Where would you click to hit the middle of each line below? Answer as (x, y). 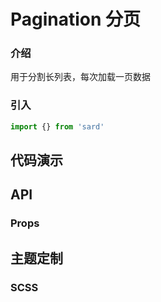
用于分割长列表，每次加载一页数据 (80, 77)
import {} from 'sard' (57, 126)
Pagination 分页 (76, 19)
